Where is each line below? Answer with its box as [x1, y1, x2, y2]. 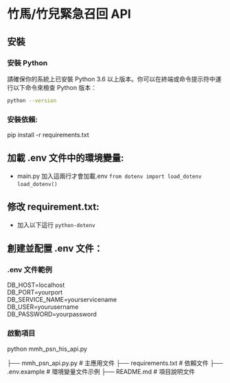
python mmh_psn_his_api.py [7, 345, 88, 353]
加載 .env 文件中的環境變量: [7, 152, 124, 164]
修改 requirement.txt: [7, 201, 100, 213]
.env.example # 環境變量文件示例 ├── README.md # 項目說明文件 [7, 367, 196, 375]
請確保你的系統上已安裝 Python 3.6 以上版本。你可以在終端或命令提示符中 [7, 75, 216, 83]
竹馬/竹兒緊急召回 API [7, 6, 132, 22]
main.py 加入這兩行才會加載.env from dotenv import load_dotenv [16, 172, 202, 180]
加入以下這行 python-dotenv [16, 220, 95, 229]
